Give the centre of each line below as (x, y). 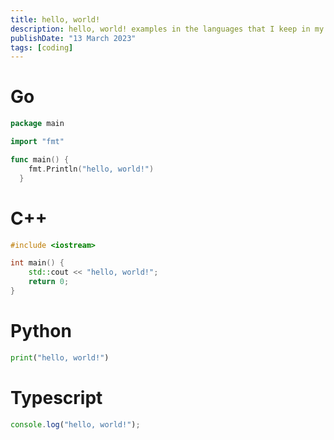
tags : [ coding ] (42, 47)
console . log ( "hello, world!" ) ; (75, 424)
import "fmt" (37, 142)
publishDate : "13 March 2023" (73, 38)
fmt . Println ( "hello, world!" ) (91, 169)
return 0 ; (49, 282)
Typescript (56, 397)
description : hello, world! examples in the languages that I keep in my (167, 29)
